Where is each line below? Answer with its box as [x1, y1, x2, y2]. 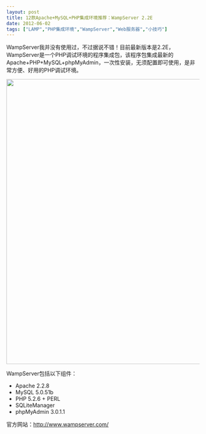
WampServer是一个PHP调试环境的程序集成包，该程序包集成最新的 [6, 51, 174, 59]
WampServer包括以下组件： [6, 370, 77, 377]
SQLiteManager [15, 402, 55, 409]
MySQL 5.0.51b [15, 389, 54, 396]
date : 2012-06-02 [6, 20, 51, 26]
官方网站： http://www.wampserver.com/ [6, 421, 109, 428]
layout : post [6, 9, 40, 15]
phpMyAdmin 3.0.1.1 [15, 408, 66, 416]
